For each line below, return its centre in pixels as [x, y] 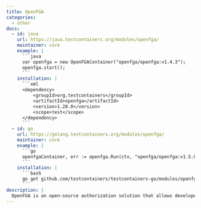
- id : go [22, 129]
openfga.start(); [44, 67]
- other [21, 23]
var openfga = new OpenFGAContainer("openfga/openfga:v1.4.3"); [104, 62]
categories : [21, 17]
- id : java [25, 34]
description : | [25, 190]
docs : [13, 28]
